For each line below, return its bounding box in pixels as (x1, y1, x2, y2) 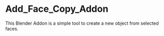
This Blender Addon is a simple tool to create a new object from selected (5, 20, 159, 26)
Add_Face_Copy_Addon (5, 3, 109, 15)
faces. (5, 25, 19, 31)
